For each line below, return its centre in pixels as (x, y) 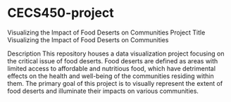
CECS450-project (61, 13)
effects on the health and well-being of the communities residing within (111, 76)
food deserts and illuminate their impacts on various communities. (103, 91)
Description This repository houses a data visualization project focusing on (116, 53)
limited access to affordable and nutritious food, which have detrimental (112, 68)
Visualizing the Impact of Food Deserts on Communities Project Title (106, 32)
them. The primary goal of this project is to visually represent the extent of (115, 83)
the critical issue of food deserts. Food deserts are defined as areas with (113, 60)
